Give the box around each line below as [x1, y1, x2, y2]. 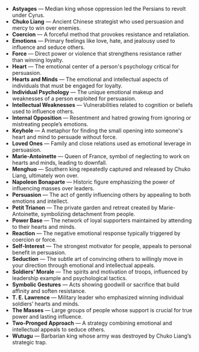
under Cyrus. [11, 11, 45, 19]
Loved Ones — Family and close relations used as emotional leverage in [11, 140, 191, 147]
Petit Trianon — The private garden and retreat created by [11, 204, 158, 211]
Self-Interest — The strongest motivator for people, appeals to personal [11, 243, 192, 249]
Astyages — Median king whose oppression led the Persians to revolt [11, 5, 186, 12]
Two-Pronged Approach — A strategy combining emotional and [11, 319, 172, 327]
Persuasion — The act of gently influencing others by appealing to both [11, 191, 191, 198]
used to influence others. [11, 108, 75, 115]
